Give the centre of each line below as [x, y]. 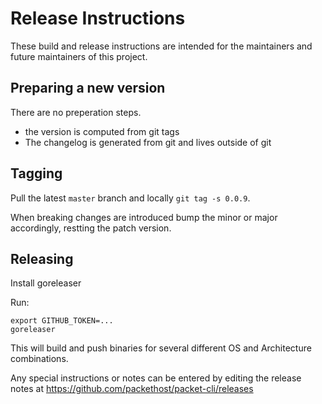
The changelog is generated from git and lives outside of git [148, 142]
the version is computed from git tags [102, 131]
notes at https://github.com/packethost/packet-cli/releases [132, 389]
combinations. [39, 359]
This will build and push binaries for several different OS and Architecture [161, 348]
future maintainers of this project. [79, 56]
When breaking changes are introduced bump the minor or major [144, 217]
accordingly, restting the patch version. [91, 228]
